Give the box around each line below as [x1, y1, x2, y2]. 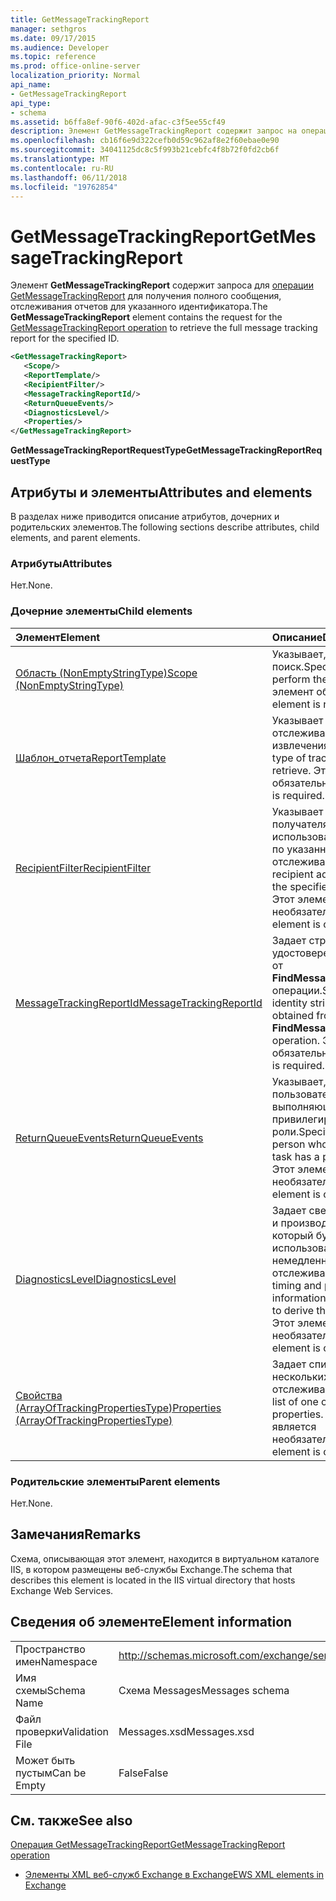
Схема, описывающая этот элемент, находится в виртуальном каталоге [10, 1552, 320, 1565]
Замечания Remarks [10, 1526, 142, 1543]
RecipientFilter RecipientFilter [15, 861, 152, 875]
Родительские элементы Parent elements [10, 1474, 221, 1488]
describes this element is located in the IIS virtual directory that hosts [10, 1574, 296, 1586]
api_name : [10, 80, 52, 90]
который [271, 1228, 314, 1242]
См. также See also [10, 1812, 133, 1829]
